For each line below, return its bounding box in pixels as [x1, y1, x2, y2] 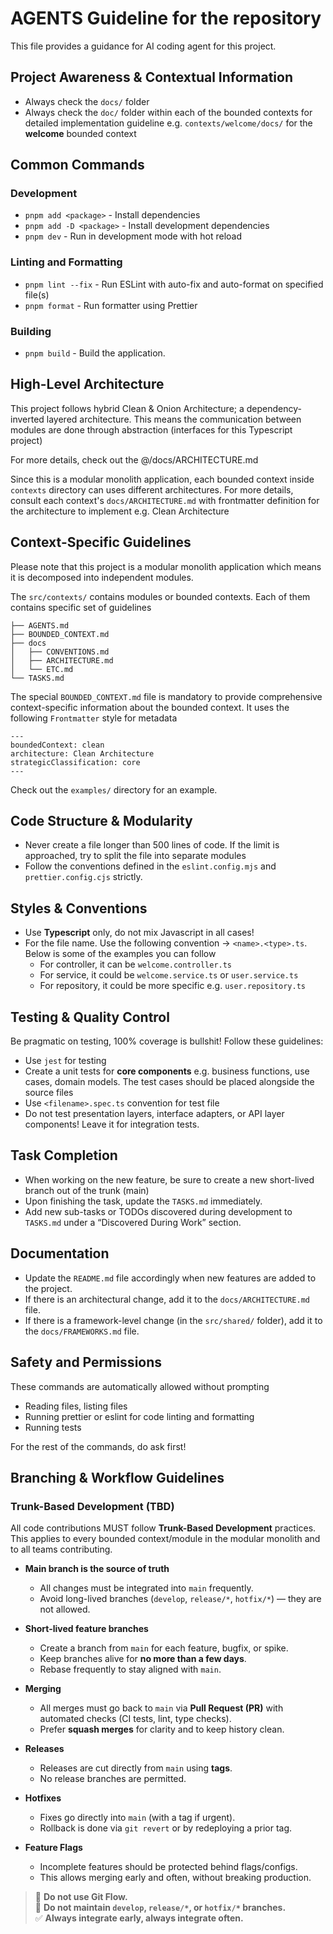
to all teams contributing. [10, 1543, 113, 1556]
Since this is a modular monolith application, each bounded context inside [10, 473, 315, 485]
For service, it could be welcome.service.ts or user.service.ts [39, 969, 299, 981]
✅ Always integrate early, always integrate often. [34, 1912, 244, 1924]
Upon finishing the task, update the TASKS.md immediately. [24, 1195, 263, 1207]
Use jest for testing [24, 1055, 107, 1067]
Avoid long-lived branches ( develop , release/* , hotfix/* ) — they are [39, 1593, 322, 1605]
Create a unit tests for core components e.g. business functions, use [24, 1065, 310, 1077]
